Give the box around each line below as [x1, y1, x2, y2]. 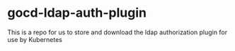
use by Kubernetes [7, 35, 62, 43]
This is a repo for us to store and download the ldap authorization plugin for [7, 28, 228, 36]
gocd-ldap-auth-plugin [7, 5, 147, 21]
